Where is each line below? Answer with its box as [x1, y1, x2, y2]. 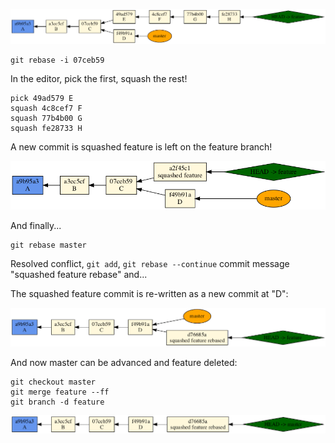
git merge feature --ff [10, 387, 110, 398]
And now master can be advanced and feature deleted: [10, 357, 238, 369]
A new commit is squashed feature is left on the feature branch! [10, 140, 273, 153]
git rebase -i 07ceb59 [10, 55, 105, 65]
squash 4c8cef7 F [10, 103, 83, 113]
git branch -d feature [10, 397, 105, 408]
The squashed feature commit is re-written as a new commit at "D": [10, 287, 289, 299]
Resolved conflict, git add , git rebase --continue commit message [10, 257, 290, 269]
